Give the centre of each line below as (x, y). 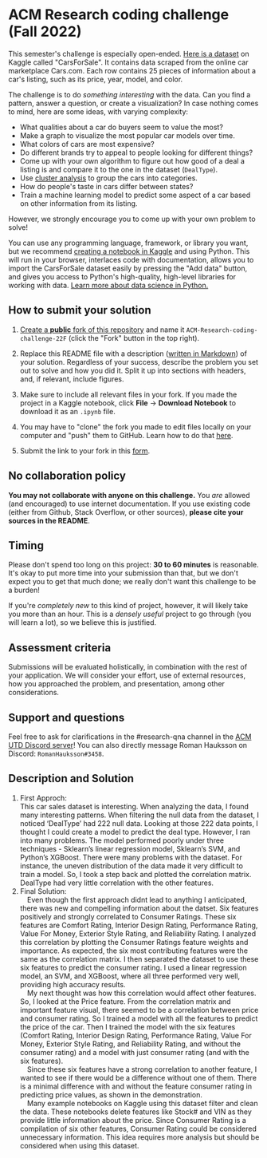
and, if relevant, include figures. (72, 379)
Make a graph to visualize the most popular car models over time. (127, 135)
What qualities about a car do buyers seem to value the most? (121, 127)
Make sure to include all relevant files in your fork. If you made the (128, 394)
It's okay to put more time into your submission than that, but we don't (124, 573)
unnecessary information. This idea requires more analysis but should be (139, 1137)
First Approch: (43, 798)
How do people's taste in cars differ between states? (106, 186)
